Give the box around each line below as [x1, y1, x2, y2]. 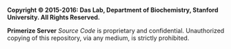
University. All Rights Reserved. [7, 13, 100, 21]
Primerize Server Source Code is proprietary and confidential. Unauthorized [7, 27, 225, 35]
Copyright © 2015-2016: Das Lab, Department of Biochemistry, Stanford [7, 6, 219, 14]
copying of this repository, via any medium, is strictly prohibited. [7, 34, 190, 42]
